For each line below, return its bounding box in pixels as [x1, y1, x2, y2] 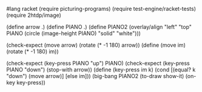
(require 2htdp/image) [6, 11, 62, 19]
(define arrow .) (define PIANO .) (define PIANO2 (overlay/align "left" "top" [6, 24, 192, 30]
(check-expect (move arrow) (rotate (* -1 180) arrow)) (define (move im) [6, 42, 186, 48]
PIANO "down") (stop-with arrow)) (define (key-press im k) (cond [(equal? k [6, 66, 196, 73]
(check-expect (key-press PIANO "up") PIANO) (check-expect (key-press [6, 60, 190, 67]
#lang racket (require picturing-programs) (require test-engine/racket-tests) [6, 5, 196, 12]
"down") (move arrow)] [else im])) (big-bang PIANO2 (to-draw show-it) [6, 73, 184, 79]
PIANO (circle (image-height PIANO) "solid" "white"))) [6, 30, 141, 37]
